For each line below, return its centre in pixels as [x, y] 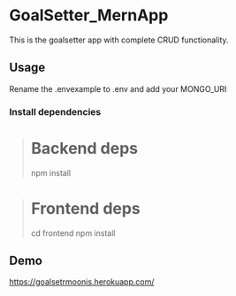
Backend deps [84, 148]
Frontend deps [86, 208]
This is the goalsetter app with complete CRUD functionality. [119, 40]
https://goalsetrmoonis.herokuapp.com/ [82, 282]
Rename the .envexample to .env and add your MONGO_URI [118, 88]
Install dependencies [55, 111]
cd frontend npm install [73, 233]
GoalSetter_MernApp [89, 15]
